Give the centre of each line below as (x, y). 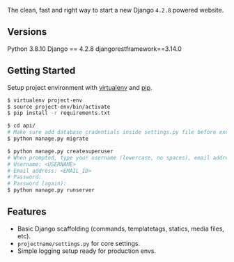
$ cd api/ (22, 126)
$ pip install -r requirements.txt (59, 113)
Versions (27, 32)
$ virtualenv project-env (45, 100)
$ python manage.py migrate (48, 139)
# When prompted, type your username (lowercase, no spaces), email (109, 157)
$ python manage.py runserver (51, 190)
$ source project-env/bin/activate (59, 107)
